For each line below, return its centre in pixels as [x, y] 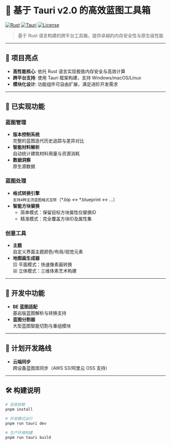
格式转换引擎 [26, 193]
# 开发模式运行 [19, 419]
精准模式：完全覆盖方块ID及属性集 [56, 218]
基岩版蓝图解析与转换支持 [39, 313]
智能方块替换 [26, 206]
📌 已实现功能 [25, 107]
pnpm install [19, 410]
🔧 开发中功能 [25, 293]
